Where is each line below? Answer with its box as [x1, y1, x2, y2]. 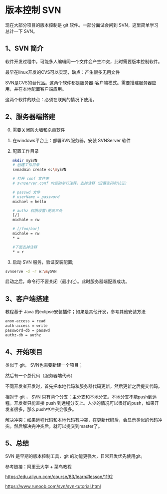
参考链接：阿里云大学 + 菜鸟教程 [5, 464, 72, 470]
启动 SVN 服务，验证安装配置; [12, 259, 74, 265]
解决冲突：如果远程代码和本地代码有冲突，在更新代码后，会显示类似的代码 [5, 417, 158, 423]
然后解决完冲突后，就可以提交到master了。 [13, 423, 103, 429]
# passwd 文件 [12, 190, 41, 195]
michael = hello [12, 199, 46, 204]
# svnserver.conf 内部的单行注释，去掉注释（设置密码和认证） [12, 181, 129, 186]
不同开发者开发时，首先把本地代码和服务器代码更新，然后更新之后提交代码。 [5, 383, 163, 389]
